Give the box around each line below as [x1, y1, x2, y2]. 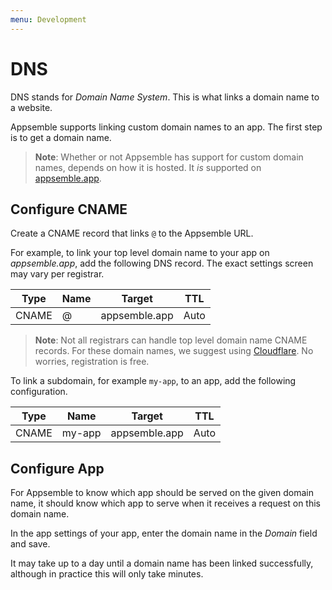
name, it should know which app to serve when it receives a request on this [10, 497, 321, 510]
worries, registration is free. [34, 356, 150, 368]
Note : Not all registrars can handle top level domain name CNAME [34, 334, 308, 346]
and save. [10, 538, 51, 550]
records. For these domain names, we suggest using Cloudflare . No [34, 345, 314, 357]
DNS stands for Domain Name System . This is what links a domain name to [10, 91, 320, 103]
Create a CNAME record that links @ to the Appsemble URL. [10, 227, 254, 240]
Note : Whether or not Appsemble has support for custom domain [34, 151, 304, 163]
